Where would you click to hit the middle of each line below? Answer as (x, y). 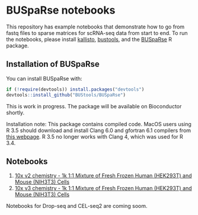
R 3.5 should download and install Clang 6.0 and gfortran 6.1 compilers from (99, 130)
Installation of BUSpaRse (53, 64)
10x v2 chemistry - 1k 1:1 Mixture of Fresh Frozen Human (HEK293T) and (103, 176)
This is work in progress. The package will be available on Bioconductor (94, 106)
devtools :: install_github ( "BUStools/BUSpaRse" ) (66, 95)
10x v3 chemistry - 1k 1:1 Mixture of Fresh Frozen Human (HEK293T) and (103, 188)
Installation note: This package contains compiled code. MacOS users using (99, 124)
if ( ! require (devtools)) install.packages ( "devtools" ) (75, 89)
